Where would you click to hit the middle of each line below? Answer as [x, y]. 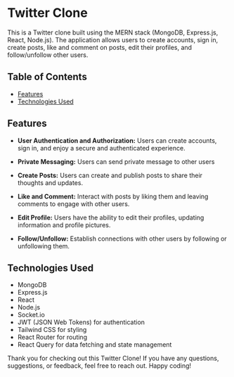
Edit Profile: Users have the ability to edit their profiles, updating [111, 217]
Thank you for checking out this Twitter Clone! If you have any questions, [113, 358]
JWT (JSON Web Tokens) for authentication [81, 322]
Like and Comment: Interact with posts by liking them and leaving [113, 196]
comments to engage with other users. [73, 204]
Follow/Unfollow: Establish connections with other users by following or [122, 238]
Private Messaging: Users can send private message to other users [116, 161]
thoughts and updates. [50, 183]
